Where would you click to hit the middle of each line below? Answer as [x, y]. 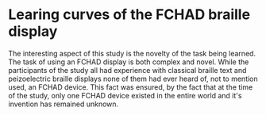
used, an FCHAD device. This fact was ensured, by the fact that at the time [131, 87]
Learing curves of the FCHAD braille [129, 15]
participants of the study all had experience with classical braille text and [127, 70]
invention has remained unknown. [64, 104]
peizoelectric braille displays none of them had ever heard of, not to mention [133, 79]
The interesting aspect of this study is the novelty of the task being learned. [132, 53]
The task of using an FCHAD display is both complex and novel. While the [129, 62]
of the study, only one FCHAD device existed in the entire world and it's [125, 95]
